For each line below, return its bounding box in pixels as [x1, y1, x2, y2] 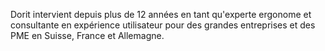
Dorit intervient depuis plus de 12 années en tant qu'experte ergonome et [10, 9, 312, 20]
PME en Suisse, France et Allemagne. [10, 30, 165, 41]
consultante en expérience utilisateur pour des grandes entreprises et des [10, 19, 316, 31]
